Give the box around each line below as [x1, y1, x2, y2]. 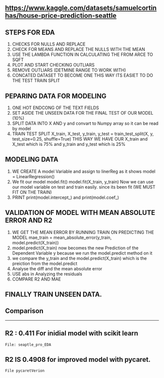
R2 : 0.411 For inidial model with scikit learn [5, 329, 138, 337]
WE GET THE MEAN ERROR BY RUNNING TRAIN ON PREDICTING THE [12, 229, 154, 235]
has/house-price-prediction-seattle [5, 12, 117, 20]
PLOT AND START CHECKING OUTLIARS [12, 62, 95, 68]
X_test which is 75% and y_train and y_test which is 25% [12, 142, 126, 147]
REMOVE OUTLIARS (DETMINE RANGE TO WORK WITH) [12, 67, 126, 73]
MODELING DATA [5, 155, 59, 164]
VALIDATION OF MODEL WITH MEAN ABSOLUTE [5, 209, 155, 217]
